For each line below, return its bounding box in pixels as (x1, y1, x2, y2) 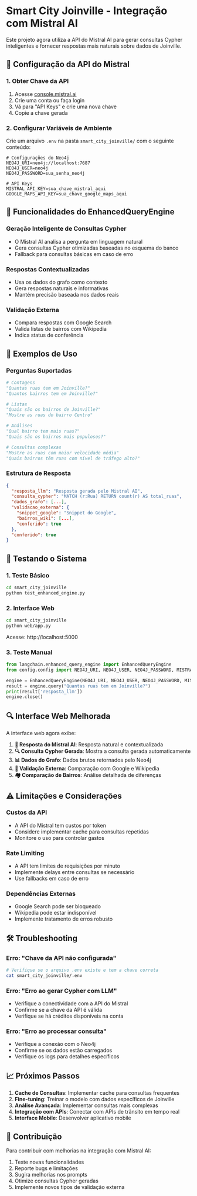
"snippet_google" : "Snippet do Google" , (16, 510, 117, 516)
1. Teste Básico (6, 571, 50, 579)
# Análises (6, 423, 33, 429)
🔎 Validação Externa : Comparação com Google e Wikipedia (14, 765, 159, 772)
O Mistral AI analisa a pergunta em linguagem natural (14, 238, 142, 245)
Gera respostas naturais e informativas (14, 284, 108, 292)
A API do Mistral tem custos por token (14, 822, 107, 829)
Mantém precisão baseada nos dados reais (14, 291, 119, 298)
